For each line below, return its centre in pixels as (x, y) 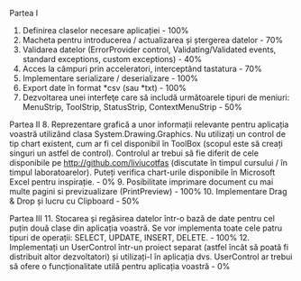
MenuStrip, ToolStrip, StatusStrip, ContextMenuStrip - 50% (132, 107)
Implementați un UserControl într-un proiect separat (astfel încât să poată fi (149, 247)
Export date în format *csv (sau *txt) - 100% (105, 88)
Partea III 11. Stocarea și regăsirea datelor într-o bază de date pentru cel (142, 218)
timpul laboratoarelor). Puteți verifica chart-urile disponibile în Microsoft (142, 172)
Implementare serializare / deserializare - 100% (110, 78)
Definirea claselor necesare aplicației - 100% (105, 30)
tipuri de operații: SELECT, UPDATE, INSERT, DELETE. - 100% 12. (130, 237)
